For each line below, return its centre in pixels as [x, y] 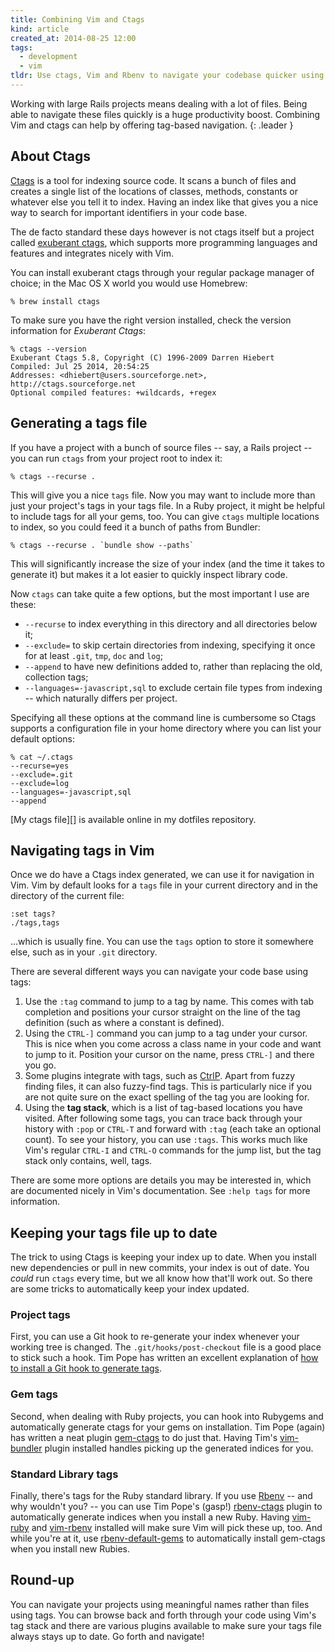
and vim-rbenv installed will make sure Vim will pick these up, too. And [177, 1528]
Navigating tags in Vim [82, 850]
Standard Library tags [64, 1474]
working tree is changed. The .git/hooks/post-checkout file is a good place [166, 1347]
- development [48, 57]
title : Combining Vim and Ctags [77, 19]
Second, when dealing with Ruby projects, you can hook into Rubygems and [167, 1416]
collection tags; [56, 677]
